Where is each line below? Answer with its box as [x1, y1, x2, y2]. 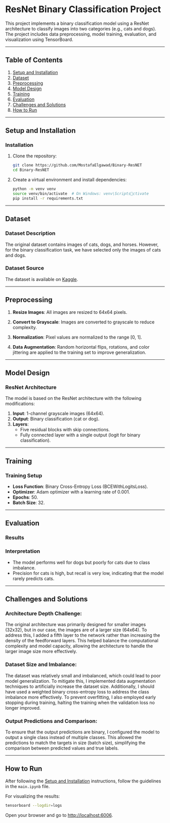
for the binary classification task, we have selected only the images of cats [5, 246, 161, 253]
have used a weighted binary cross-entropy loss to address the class [5, 688, 149, 694]
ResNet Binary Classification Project [5, 4, 161, 15]
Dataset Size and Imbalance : [5, 661, 77, 668]
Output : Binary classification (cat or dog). [12, 416, 100, 422]
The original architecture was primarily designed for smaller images [5, 622, 146, 628]
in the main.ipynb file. [5, 783, 50, 789]
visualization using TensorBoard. [5, 36, 73, 43]
